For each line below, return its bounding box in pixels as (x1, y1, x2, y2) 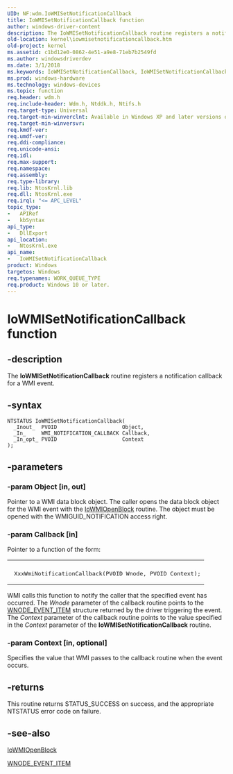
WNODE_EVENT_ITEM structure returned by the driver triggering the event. (7, 606, 223, 614)
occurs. (7, 661, 29, 670)
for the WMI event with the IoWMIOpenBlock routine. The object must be (7, 505, 215, 513)
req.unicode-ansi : (7, 146, 60, 153)
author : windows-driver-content (7, 23, 101, 30)
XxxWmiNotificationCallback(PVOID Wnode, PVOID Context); (13, 570, 201, 578)
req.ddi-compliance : (7, 140, 67, 146)
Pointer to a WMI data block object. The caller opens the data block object (7, 497, 220, 505)
